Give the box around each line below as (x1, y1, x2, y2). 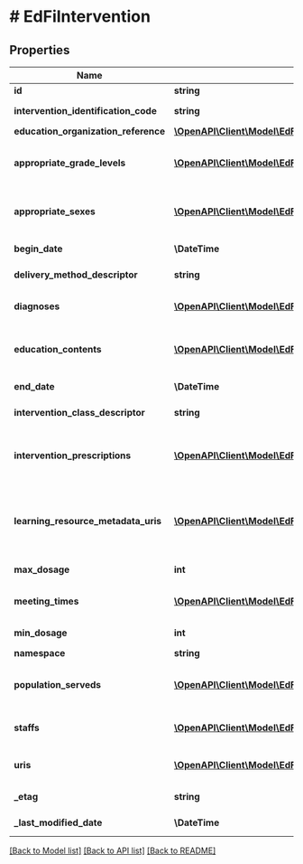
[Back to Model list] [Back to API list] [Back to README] (9, 845, 216, 856)
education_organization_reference (14, 125, 166, 137)
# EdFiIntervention (9, 6, 151, 27)
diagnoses (14, 300, 60, 313)
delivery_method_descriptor (14, 268, 138, 281)
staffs (14, 721, 40, 734)
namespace (14, 647, 66, 659)
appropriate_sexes (14, 205, 96, 218)
